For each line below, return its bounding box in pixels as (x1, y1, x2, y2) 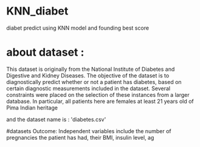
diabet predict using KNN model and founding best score (6, 24, 150, 31)
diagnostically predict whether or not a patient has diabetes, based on (6, 78, 182, 85)
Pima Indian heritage (6, 104, 58, 111)
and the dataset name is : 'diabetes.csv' (6, 116, 106, 123)
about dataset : (6, 45, 84, 59)
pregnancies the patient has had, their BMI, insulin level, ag (6, 134, 154, 141)
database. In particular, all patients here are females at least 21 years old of (6, 97, 195, 105)
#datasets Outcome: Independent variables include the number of (6, 127, 171, 134)
